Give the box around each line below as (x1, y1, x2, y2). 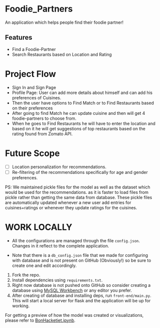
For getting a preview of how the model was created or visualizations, (5, 312, 144, 318)
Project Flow (5, 68, 57, 79)
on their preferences (12, 105, 53, 111)
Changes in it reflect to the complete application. (12, 243, 109, 249)
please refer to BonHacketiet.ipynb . (5, 317, 76, 323)
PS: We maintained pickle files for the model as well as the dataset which (5, 184, 151, 190)
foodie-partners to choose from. (12, 115, 76, 121)
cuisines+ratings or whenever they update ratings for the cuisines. (5, 204, 137, 210)
